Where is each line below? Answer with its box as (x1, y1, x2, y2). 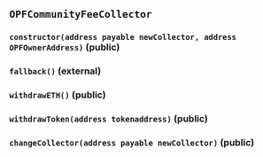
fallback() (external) (9, 65, 102, 77)
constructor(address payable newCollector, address (9, 32, 237, 43)
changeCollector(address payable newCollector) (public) (9, 137, 255, 148)
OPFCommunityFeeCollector (9, 8, 152, 21)
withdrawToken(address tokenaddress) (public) (9, 113, 208, 125)
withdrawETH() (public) (9, 89, 106, 101)
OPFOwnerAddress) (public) (9, 41, 120, 53)
